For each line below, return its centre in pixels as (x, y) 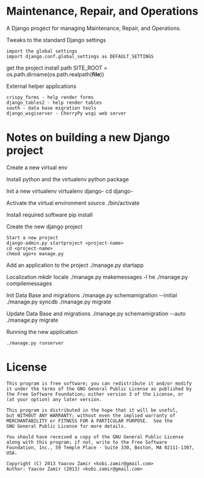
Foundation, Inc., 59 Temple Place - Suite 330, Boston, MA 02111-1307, (100, 447)
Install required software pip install (50, 214)
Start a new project (33, 237)
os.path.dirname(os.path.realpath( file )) (55, 74)
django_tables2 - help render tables (54, 103)
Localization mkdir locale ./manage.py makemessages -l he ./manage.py (97, 277)
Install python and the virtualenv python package (68, 179)
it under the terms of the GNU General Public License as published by (99, 389)
